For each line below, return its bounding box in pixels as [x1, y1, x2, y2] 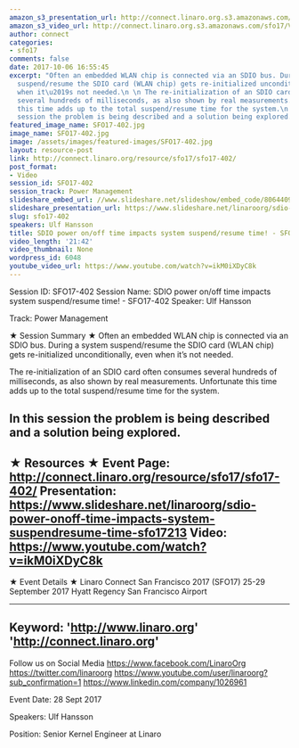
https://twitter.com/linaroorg [9, 667, 113, 678]
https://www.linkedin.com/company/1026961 [83, 677, 247, 687]
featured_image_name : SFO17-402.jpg [9, 121, 145, 130]
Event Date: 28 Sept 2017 [9, 694, 102, 704]
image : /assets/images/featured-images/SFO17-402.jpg [9, 137, 214, 146]
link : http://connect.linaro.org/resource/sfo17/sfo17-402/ [9, 153, 238, 163]
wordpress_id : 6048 [9, 253, 82, 263]
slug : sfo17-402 [9, 211, 69, 221]
